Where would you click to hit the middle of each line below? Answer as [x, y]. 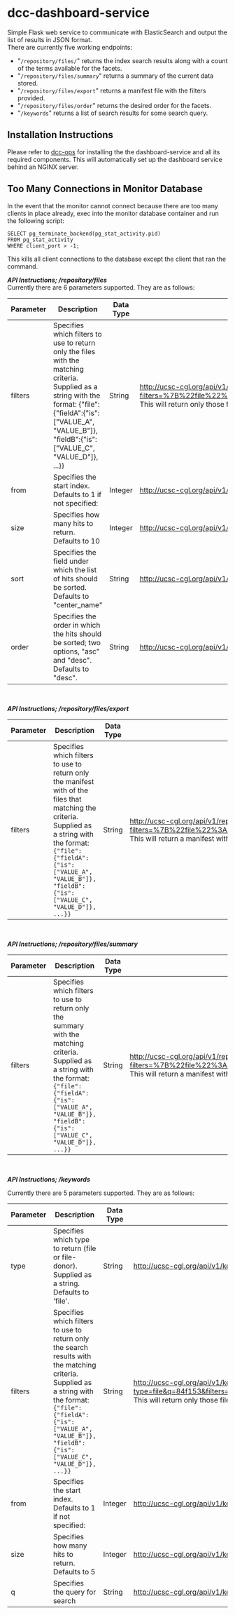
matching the [74, 808]
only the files [74, 351]
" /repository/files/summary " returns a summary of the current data [115, 76]
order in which [77, 625]
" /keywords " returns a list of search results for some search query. [113, 113]
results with [72, 1356]
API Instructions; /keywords [49, 1179]
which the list [74, 569]
